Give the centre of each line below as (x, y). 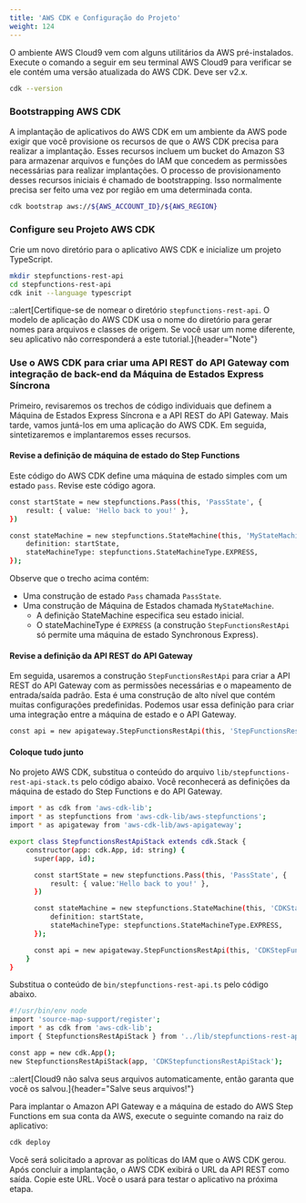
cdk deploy (30, 1142)
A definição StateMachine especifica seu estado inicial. (140, 615)
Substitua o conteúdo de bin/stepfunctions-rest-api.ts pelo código (139, 984)
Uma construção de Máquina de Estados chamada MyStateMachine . (148, 606)
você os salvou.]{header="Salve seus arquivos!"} (102, 1088)
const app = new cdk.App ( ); (63, 1053)
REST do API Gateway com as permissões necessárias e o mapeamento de (151, 685)
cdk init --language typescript (71, 293)
